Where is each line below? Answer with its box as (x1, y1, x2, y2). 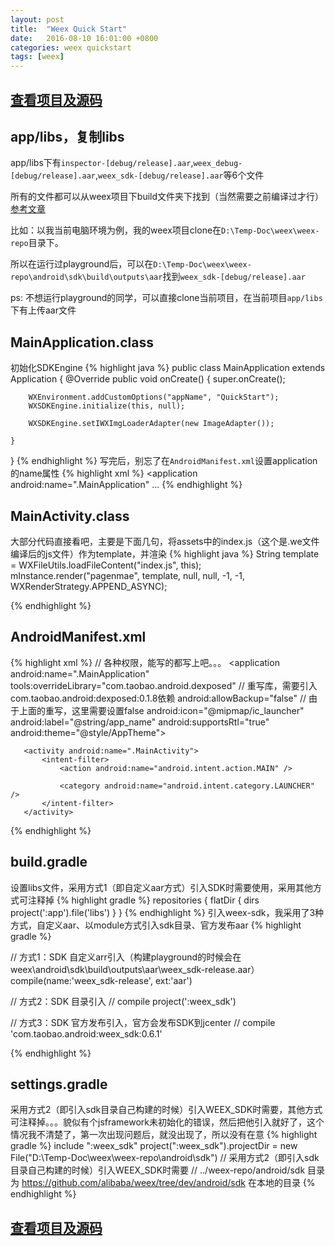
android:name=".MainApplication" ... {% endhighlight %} (10, 479, 243, 491)
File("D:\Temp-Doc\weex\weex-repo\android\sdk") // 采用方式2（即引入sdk (10, 1152, 320, 1164)
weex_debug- (193, 159, 243, 169)
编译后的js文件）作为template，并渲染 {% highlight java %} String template (10, 547, 320, 560)
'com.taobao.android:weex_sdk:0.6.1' (10, 1027, 163, 1040)
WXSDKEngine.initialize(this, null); (28, 401, 186, 411)
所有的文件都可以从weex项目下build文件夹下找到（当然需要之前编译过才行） (10, 191, 325, 203)
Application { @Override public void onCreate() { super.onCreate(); (10, 373, 286, 385)
